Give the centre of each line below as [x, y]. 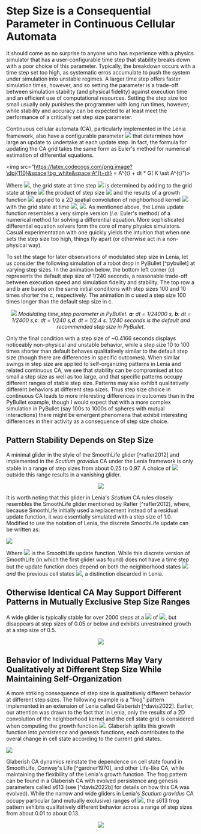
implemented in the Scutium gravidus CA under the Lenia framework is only [100, 461]
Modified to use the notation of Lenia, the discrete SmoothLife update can [97, 523]
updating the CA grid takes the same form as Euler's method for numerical [98, 148]
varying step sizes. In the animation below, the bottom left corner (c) [91, 269]
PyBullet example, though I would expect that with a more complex [88, 402]
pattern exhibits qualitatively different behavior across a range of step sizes [100, 807]
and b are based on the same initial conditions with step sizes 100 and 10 [96, 288]
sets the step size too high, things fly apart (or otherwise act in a [86, 239]
